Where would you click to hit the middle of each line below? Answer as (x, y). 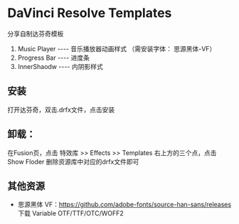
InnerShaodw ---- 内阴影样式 (60, 66)
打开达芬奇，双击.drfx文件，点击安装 (61, 110)
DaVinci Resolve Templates (90, 13)
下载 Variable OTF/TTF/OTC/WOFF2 (71, 213)
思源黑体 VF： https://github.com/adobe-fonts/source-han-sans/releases (124, 205)
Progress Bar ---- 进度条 (54, 58)
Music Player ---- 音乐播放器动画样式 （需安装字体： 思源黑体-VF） (117, 48)
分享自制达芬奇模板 (36, 33)
